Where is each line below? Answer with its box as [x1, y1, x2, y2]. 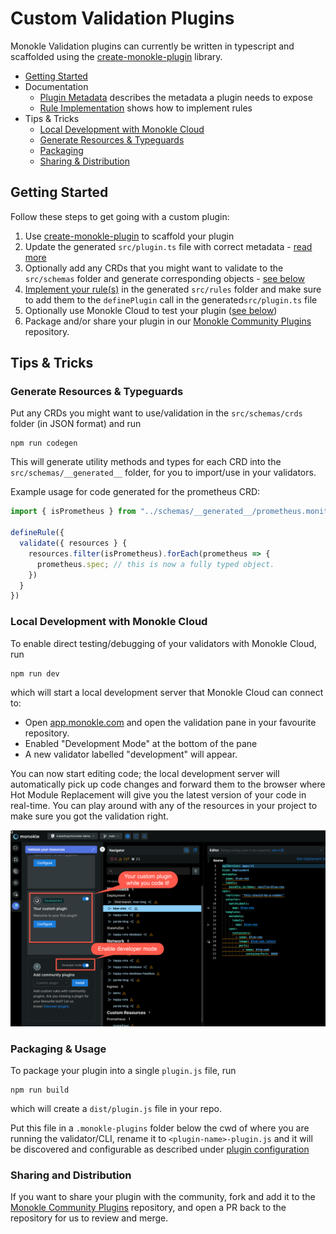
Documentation [24, 80, 89, 92]
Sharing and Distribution [10, 1168, 132, 1182]
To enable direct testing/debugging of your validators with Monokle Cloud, [10, 637, 317, 649]
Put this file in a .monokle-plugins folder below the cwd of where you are [10, 1122, 310, 1134]
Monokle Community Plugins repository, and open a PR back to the [10, 1202, 287, 1214]
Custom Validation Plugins [10, 7, 235, 30]
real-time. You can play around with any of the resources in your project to [10, 799, 318, 811]
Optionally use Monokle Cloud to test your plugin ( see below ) [24, 304, 278, 316]
